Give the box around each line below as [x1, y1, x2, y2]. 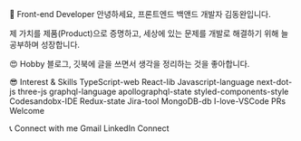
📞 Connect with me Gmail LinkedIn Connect [9, 123, 170, 134]
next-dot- [256, 77, 293, 87]
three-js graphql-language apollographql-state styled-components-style [17, 86, 289, 97]
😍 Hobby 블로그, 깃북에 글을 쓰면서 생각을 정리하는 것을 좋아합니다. [9, 59, 250, 69]
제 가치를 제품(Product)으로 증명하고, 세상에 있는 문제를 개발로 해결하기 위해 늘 [9, 28, 288, 39]
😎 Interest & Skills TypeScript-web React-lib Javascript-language [9, 77, 255, 87]
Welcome [9, 106, 45, 116]
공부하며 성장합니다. [9, 40, 80, 50]
